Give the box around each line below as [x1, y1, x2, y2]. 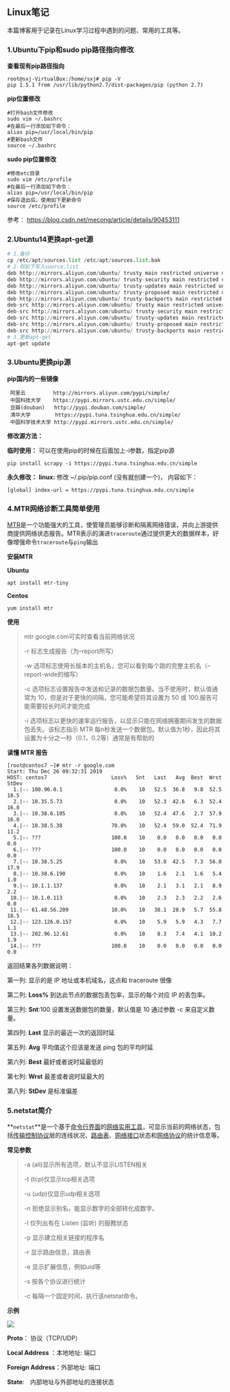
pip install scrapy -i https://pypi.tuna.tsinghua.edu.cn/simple [7, 460, 197, 467]
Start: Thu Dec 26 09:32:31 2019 [7, 769, 103, 775]
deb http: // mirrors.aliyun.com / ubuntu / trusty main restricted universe [7, 270, 219, 277]
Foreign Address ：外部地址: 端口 [7, 1363, 101, 1371]
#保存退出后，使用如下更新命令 [7, 197, 82, 204]
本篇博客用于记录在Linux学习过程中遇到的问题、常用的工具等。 [7, 26, 185, 34]
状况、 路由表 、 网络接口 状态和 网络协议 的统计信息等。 [73, 1131, 223, 1140]
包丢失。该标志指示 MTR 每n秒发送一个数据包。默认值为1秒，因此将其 [23, 725, 221, 733]
